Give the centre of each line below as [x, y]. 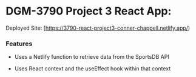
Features [19, 44]
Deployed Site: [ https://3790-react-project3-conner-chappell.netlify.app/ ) [98, 28]
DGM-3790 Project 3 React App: [89, 11]
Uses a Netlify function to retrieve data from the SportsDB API [92, 57]
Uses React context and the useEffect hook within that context [93, 69]
